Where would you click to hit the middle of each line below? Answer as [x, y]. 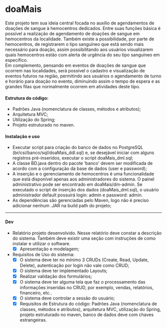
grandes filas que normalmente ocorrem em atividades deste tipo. [73, 86]
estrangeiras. [33, 320]
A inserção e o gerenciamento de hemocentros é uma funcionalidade [83, 174]
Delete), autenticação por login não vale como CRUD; [74, 265]
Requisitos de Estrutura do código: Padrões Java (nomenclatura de [88, 304]
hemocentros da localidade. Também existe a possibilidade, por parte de [80, 39]
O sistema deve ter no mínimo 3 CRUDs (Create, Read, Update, [84, 260]
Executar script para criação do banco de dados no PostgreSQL [78, 148]
